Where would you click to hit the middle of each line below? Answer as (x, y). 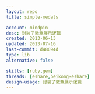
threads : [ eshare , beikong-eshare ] (48, 76)
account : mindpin (27, 28)
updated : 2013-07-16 (31, 44)
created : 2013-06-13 (31, 39)
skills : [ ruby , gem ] (30, 71)
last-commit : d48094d (32, 50)
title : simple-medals (32, 17)
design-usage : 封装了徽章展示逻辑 (44, 82)
